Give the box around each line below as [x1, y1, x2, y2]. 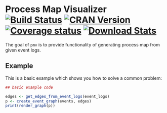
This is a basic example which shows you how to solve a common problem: [5, 75, 162, 81]
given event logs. [5, 47, 41, 53]
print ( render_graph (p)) [5, 103, 56, 108]
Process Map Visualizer [5, 4, 107, 15]
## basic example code [5, 85, 53, 90]
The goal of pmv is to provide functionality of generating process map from [5, 41, 160, 47]
